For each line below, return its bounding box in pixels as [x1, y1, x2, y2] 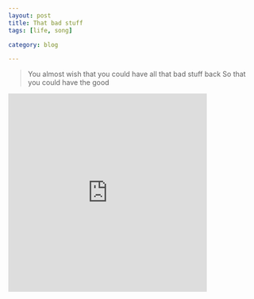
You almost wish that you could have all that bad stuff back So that [27, 69, 246, 79]
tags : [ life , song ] [8, 26, 73, 34]
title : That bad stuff [8, 19, 83, 27]
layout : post [8, 11, 52, 20]
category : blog [8, 40, 59, 48]
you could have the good [27, 78, 110, 87]
